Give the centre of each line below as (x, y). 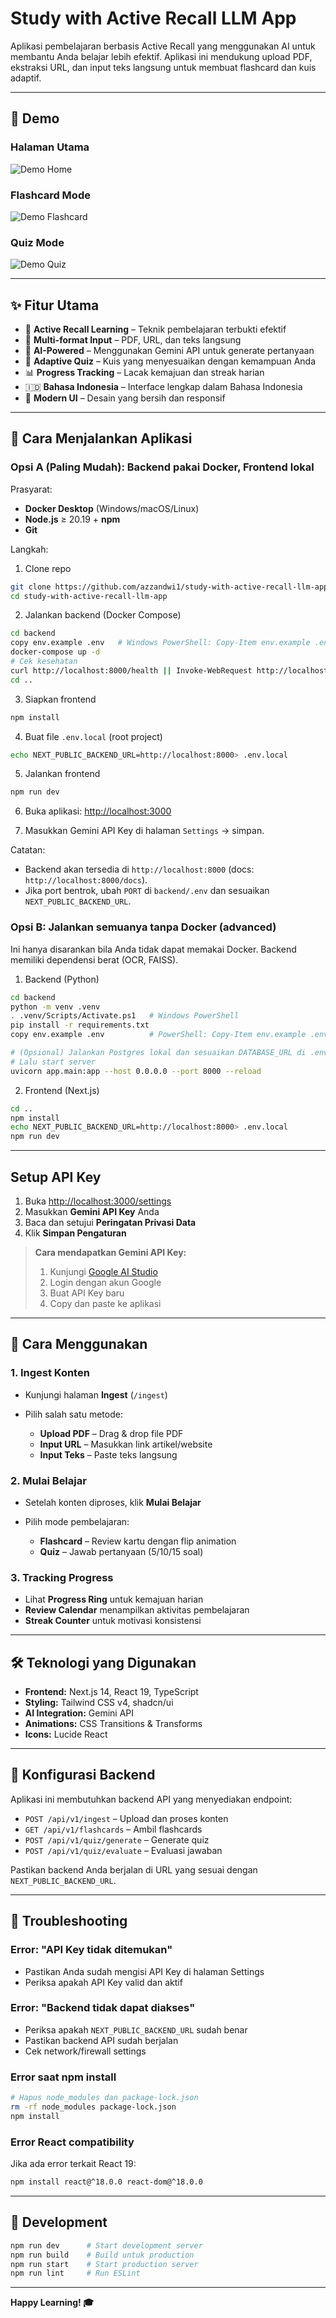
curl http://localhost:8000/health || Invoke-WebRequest (131, 670)
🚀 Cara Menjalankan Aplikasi (101, 438)
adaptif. (26, 78)
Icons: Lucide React (66, 1734)
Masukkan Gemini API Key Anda (92, 1211)
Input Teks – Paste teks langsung (108, 1454)
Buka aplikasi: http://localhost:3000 (98, 811)
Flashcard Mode (50, 195)
